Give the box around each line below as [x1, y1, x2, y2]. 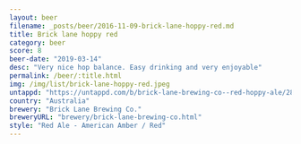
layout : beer [9, 13, 58, 22]
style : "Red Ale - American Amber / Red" [9, 122, 167, 131]
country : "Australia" [9, 96, 90, 106]
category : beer [9, 38, 66, 47]
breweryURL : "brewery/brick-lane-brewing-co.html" [9, 113, 202, 122]
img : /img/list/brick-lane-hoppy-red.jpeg [9, 80, 170, 89]
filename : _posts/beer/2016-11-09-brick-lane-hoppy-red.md [9, 21, 235, 30]
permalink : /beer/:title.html [9, 72, 123, 80]
